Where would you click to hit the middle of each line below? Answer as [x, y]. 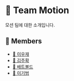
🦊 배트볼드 [23, 67]
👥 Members [24, 41]
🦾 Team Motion [37, 10]
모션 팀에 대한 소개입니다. [30, 25]
